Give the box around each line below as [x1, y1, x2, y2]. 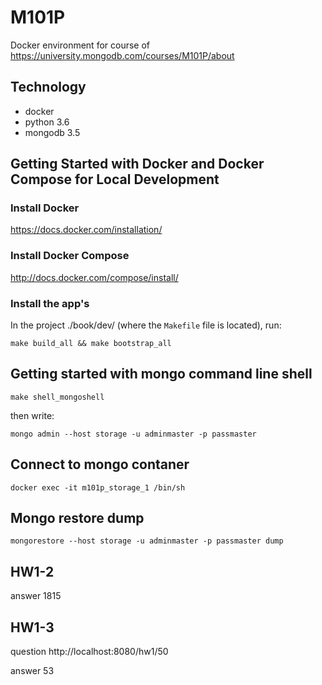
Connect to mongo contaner [10, 456, 190, 473]
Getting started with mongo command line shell [10, 366, 313, 383]
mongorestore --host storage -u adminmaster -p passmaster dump [10, 536, 284, 546]
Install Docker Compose [10, 249, 130, 263]
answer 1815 [10, 590, 62, 602]
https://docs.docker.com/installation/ [10, 224, 163, 236]
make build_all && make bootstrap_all [10, 339, 172, 349]
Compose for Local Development [10, 171, 220, 188]
